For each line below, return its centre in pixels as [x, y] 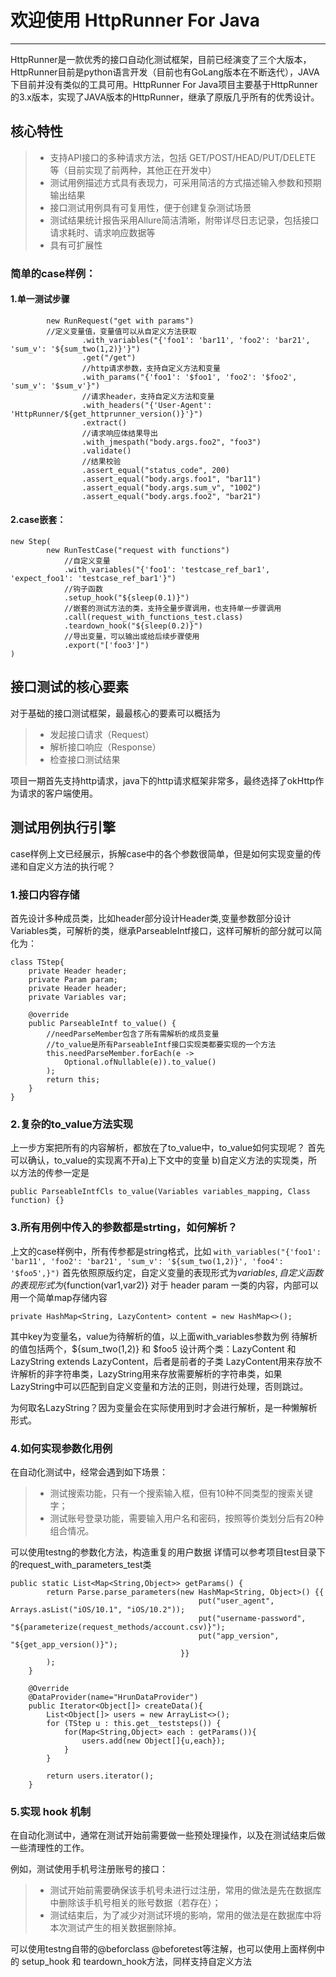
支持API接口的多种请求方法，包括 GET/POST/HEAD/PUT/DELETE [183, 157]
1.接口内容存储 [45, 894]
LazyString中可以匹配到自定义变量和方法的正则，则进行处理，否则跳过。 [159, 1386]
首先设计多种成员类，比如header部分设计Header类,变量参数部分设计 [151, 918]
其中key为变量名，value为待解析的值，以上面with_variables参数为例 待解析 [164, 1336]
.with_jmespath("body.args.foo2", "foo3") [171, 442]
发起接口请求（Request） [102, 734]
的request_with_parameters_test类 [81, 1564]
